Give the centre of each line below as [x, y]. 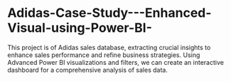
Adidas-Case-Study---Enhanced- [109, 13]
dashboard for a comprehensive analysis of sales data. [88, 70]
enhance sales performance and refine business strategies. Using [104, 55]
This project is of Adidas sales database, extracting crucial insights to [109, 47]
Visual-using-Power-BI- [80, 28]
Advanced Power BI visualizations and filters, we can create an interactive [116, 62]
